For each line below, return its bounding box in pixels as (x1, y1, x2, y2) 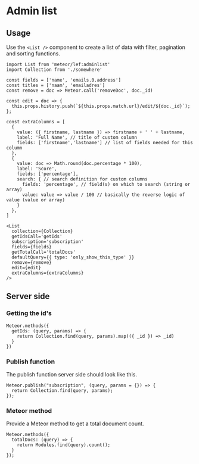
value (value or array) (6, 197, 66, 203)
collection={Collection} (11, 228, 73, 234)
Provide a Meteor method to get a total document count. (6, 420, 144, 427)
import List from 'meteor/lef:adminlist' (6, 61, 111, 67)
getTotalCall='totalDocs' (11, 249, 76, 255)
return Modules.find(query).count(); (17, 442, 111, 448)
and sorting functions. (6, 50, 61, 57)
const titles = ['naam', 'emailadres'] (6, 82, 105, 88)
